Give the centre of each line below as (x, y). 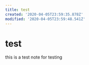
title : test (17, 10)
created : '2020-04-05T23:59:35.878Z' (44, 14)
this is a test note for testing (34, 57)
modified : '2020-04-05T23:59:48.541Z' (45, 19)
